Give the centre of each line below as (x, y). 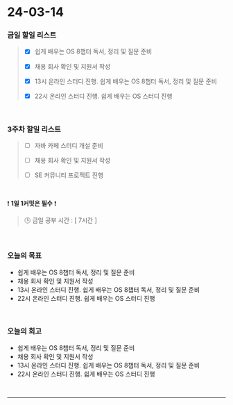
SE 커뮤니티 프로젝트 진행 (69, 175)
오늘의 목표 (25, 256)
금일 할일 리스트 (32, 35)
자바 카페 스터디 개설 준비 (69, 146)
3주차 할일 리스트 (34, 129)
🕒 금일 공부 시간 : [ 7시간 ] (60, 220)
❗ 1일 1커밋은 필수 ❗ (32, 204)
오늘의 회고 (25, 331)
